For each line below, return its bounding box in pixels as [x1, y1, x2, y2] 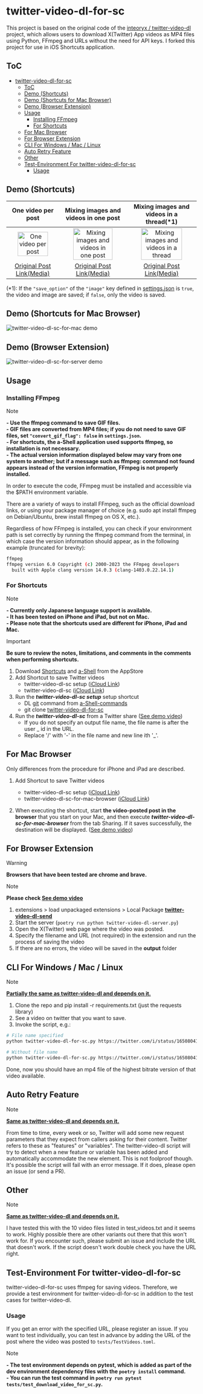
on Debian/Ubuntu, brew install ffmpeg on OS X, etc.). [6, 513, 141, 520]
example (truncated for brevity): [6, 544, 86, 551]
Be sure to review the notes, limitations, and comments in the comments [6, 649, 192, 657]
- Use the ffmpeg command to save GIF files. [6, 419, 121, 426]
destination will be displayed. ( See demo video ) [14, 826, 134, 833]
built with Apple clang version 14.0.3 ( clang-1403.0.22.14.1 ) [11, 567, 174, 573]
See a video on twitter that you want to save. [14, 1015, 126, 1022]
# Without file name [6, 1049, 59, 1055]
